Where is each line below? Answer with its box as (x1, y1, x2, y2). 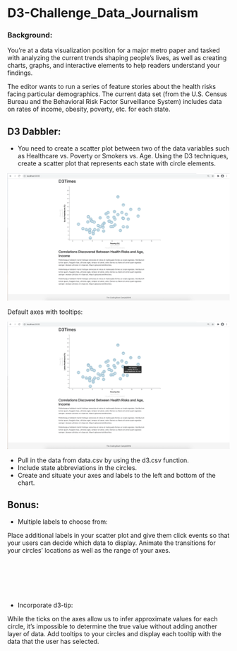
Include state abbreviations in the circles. (17, 463, 138, 471)
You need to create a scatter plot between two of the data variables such (17, 144, 230, 153)
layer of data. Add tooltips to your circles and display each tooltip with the (7, 630, 222, 638)
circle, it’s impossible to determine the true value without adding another (7, 622, 217, 631)
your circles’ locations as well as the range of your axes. (7, 546, 171, 555)
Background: (7, 30, 53, 40)
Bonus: (7, 499, 39, 511)
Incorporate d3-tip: (17, 601, 73, 609)
